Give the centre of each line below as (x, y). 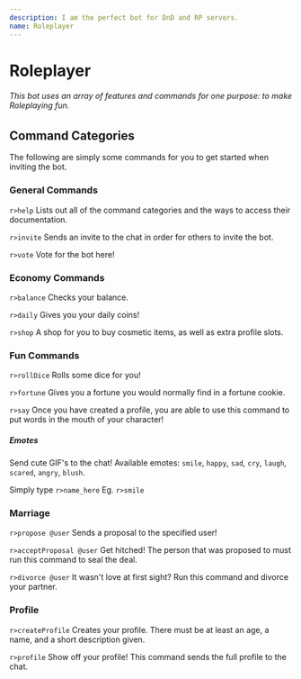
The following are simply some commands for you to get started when (139, 158)
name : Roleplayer (42, 26)
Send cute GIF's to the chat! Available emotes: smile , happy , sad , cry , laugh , (148, 463)
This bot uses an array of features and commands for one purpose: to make (151, 96)
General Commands (54, 190)
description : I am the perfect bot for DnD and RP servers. (124, 18)
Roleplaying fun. (40, 105)
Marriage (30, 513)
